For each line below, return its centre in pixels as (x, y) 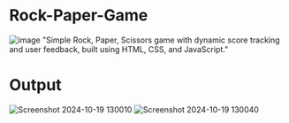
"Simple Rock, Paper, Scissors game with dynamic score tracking (161, 40)
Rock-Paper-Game (79, 15)
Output (35, 85)
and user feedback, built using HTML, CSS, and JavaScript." (119, 49)
